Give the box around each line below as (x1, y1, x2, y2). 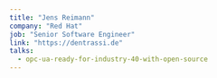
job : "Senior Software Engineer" (9, 30, 136, 39)
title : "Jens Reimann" (9, 13, 95, 22)
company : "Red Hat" (9, 22, 83, 30)
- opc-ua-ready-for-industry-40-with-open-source (17, 55, 208, 64)
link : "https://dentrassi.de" (9, 38, 124, 48)
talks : (9, 47, 34, 56)
